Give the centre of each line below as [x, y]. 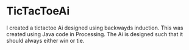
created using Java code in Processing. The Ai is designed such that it [94, 34]
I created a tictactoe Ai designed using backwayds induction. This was [95, 28]
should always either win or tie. [45, 40]
